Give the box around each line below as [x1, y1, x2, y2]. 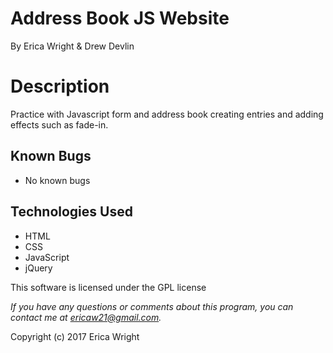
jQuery [24, 262, 53, 274]
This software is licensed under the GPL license [10, 281, 207, 293]
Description [10, 75, 110, 98]
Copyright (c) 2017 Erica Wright [10, 330, 140, 342]
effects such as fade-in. [10, 118, 109, 131]
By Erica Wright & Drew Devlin [10, 40, 135, 52]
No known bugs [24, 174, 91, 186]
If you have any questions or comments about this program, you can [10, 300, 294, 312]
